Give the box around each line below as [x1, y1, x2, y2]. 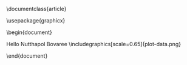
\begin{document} [6, 29, 53, 36]
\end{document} [6, 52, 48, 60]
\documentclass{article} [6, 5, 67, 12]
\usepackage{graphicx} [6, 17, 66, 24]
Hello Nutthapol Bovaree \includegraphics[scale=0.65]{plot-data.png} [6, 41, 181, 47]
